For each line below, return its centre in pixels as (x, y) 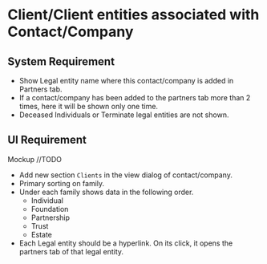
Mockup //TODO (34, 159)
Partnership (50, 217)
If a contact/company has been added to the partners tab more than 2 (135, 97)
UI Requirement (47, 140)
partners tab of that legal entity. (71, 251)
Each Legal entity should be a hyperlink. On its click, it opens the (126, 243)
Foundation (50, 209)
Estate (42, 234)
